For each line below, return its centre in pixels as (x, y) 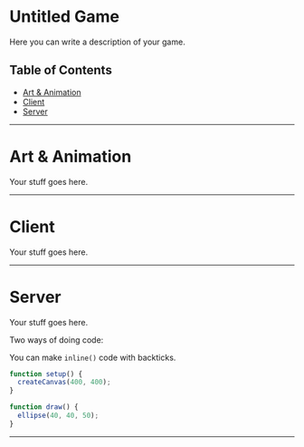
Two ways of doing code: (57, 340)
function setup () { (46, 374)
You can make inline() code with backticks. (93, 357)
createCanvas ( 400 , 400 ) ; (64, 383)
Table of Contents (61, 70)
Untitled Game (65, 17)
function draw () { (44, 407)
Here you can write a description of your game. (97, 42)
